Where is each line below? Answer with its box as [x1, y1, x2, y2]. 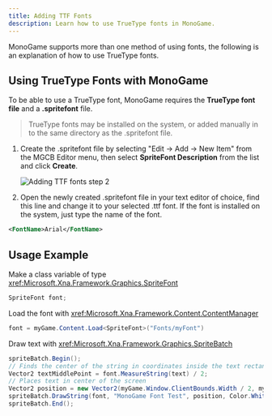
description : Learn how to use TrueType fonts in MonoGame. [8, 19, 216, 28]
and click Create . [19, 161, 79, 171]
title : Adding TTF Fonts [8, 11, 92, 20]
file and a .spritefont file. [8, 104, 93, 114]
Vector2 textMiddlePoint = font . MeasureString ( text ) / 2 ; [8, 370, 208, 378]
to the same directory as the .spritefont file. [28, 128, 173, 138]
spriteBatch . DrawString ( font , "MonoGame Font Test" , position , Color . [8, 392, 252, 401]
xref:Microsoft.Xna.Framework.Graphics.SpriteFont [8, 278, 178, 288]
